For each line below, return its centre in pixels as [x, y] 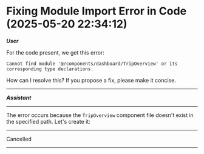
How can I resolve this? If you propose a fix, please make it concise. [91, 80]
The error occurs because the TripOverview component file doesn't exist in [100, 115]
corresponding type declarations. [50, 69]
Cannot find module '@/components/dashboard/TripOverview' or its [92, 64]
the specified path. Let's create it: [49, 121]
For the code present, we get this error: [56, 52]
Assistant [19, 98]
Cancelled [19, 139]
